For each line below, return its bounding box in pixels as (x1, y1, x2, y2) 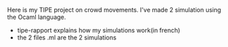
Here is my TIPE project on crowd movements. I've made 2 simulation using (7, 6, 222, 14)
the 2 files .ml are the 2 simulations (17, 33, 117, 42)
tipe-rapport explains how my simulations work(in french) (17, 27, 180, 34)
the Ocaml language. (7, 13, 67, 21)
